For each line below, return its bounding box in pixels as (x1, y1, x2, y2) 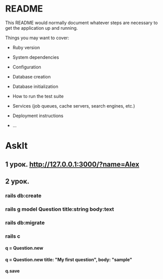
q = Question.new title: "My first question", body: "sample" (5, 256, 132, 262)
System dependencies (12, 54, 59, 60)
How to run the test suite (12, 93, 64, 99)
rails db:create (5, 192, 42, 199)
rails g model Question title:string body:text (5, 206, 114, 213)
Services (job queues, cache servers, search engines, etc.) (12, 103, 135, 109)
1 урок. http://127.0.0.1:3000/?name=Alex (5, 160, 139, 168)
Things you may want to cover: (5, 35, 69, 41)
